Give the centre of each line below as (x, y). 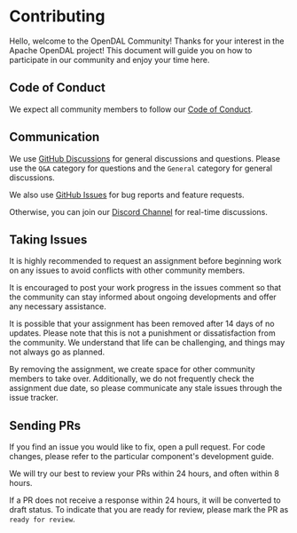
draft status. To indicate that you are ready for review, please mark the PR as (149, 510)
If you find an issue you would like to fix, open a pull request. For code (137, 447)
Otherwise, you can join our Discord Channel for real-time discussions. (139, 211)
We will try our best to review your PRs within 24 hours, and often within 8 (144, 473)
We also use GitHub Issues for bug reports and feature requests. (127, 195)
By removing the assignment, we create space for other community (132, 370)
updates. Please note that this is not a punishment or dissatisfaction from (143, 333)
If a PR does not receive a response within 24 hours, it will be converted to (145, 500)
